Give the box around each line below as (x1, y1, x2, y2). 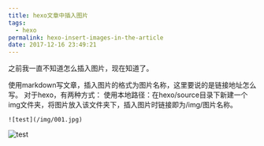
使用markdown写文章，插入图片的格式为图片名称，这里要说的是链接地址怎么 (8, 80, 257, 90)
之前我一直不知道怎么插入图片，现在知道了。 (8, 64, 154, 73)
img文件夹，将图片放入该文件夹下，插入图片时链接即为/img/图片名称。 (8, 100, 238, 110)
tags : (8, 19, 26, 27)
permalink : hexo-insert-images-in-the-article (8, 33, 164, 42)
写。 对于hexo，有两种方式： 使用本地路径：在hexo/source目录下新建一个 (8, 90, 248, 99)
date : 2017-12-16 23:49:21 (8, 41, 97, 49)
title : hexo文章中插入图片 (8, 11, 88, 20)
